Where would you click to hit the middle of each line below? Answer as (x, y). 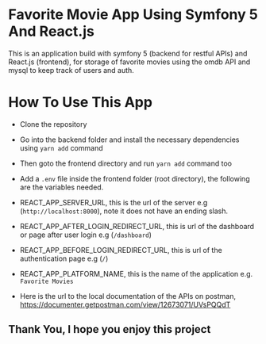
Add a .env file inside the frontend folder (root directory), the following (135, 178)
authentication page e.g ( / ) (64, 258)
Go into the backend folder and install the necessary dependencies (129, 140)
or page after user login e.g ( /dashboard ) (86, 235)
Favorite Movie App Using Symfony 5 (133, 15)
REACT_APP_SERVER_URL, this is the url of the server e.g (114, 202)
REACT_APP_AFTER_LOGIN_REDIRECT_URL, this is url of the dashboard (137, 226)
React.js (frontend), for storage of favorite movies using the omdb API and (129, 62)
